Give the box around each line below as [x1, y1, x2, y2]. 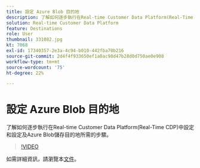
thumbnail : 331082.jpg [6, 36, 63, 42]
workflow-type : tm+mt [6, 59, 60, 65]
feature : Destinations [6, 25, 63, 32]
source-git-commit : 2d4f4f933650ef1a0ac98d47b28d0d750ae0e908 [6, 53, 164, 59]
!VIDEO [20, 143, 39, 150]
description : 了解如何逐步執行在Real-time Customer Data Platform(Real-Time [6, 14, 193, 20]
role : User [6, 31, 33, 37]
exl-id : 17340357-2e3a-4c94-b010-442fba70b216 [6, 48, 124, 54]
